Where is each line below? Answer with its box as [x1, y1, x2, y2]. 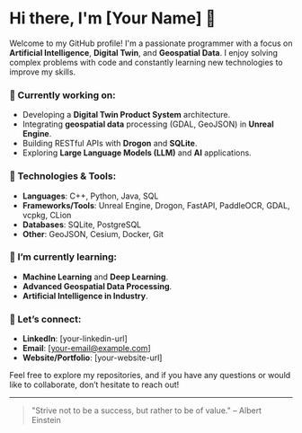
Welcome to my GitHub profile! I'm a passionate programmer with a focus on [9, 38, 293, 49]
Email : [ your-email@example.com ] [22, 343, 151, 354]
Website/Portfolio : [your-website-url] [22, 352, 163, 363]
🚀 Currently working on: [9, 89, 116, 102]
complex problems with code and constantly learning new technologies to [9, 57, 283, 67]
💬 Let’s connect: [9, 313, 82, 325]
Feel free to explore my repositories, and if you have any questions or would [9, 370, 291, 381]
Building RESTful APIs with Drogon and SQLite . [22, 138, 198, 149]
